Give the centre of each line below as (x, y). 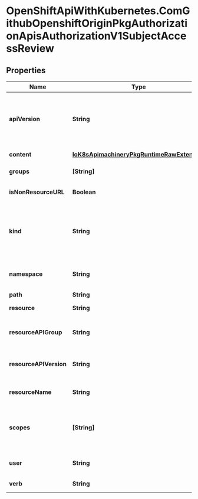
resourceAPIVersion (38, 364)
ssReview (30, 49)
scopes (20, 428)
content (20, 154)
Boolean (84, 192)
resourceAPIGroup (36, 332)
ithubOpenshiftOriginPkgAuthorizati (97, 23)
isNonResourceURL (37, 192)
